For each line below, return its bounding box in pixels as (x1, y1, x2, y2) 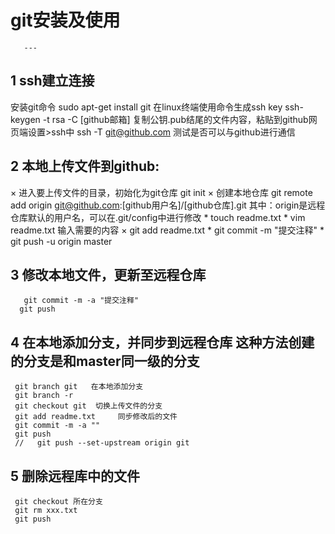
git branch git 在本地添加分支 (14, 382, 144, 392)
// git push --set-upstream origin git (14, 438, 190, 448)
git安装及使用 (10, 9, 121, 32)
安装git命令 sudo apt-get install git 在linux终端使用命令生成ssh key (10, 101, 283, 113)
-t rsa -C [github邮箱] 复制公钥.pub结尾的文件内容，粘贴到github (42, 113, 309, 125)
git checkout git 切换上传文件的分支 (14, 401, 163, 411)
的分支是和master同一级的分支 (10, 352, 200, 370)
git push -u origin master (10, 235, 113, 247)
